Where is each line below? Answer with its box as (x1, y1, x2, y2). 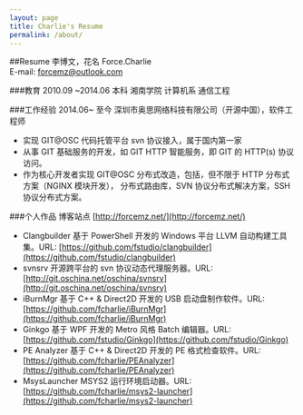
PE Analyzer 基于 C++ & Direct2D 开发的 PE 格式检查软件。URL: (22, 345, 261, 356)
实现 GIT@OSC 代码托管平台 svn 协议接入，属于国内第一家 (22, 135, 242, 146)
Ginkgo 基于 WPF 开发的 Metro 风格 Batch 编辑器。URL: (22, 324, 231, 335)
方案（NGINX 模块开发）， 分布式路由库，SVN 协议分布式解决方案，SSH (22, 181, 291, 192)
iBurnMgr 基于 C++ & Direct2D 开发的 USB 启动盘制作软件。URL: (22, 293, 266, 304)
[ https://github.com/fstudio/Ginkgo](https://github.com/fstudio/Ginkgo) (22, 334, 288, 345)
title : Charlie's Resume (9, 22, 103, 31)
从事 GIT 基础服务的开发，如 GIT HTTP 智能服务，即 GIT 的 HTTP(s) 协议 (22, 146, 295, 157)
